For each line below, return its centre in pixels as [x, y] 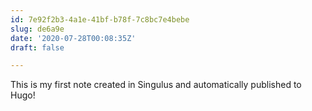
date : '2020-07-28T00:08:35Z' [73, 38]
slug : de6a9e [37, 29]
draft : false [37, 47]
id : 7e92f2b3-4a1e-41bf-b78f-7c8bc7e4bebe [100, 19]
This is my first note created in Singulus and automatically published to [156, 85]
